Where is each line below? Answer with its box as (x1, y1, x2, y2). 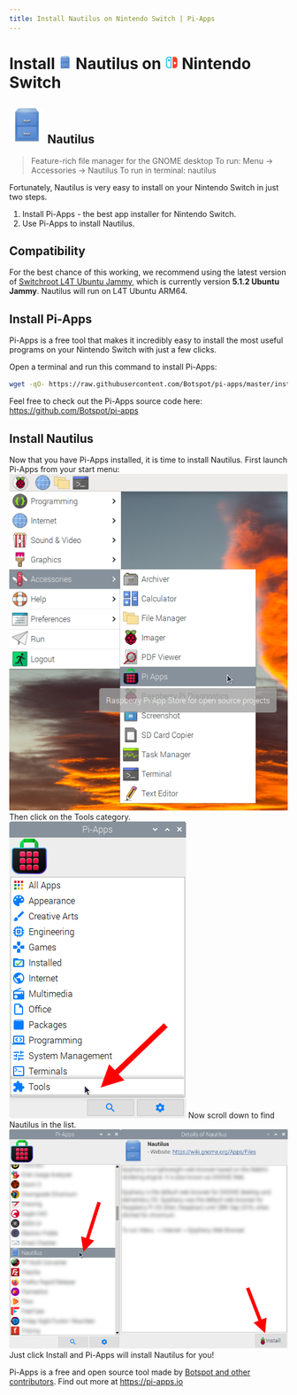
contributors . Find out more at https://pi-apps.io (9, 1376, 184, 1386)
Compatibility (9, 244, 86, 259)
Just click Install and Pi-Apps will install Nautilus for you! (9, 1349, 215, 1360)
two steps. (9, 191, 48, 202)
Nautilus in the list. (9, 1119, 77, 1129)
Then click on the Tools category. (9, 811, 131, 822)
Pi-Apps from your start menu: (9, 463, 120, 474)
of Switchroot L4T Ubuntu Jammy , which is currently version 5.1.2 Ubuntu (9, 276, 280, 287)
